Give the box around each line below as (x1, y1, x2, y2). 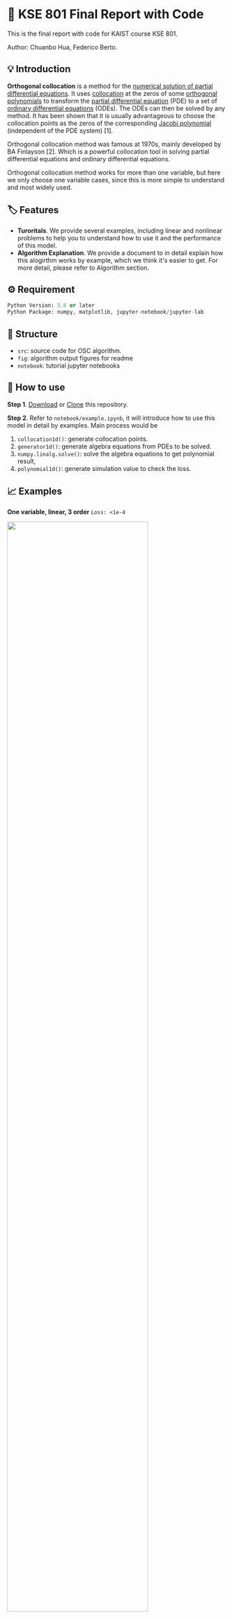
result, (17, 457, 36, 465)
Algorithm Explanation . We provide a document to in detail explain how (17, 248, 224, 257)
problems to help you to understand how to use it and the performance (17, 233, 222, 242)
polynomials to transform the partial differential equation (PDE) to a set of (7, 96, 217, 105)
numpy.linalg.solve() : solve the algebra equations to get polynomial (17, 449, 215, 458)
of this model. (17, 241, 57, 249)
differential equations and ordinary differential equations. (7, 154, 171, 163)
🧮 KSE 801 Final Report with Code (7, 6, 204, 22)
